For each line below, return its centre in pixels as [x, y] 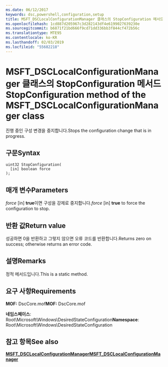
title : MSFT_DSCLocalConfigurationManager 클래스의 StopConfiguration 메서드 [85, 19]
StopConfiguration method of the [76, 95]
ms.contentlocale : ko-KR [31, 38]
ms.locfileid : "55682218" [32, 47]
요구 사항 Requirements [41, 291]
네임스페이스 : [18, 314]
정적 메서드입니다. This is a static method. [47, 274]
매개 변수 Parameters [37, 190]
